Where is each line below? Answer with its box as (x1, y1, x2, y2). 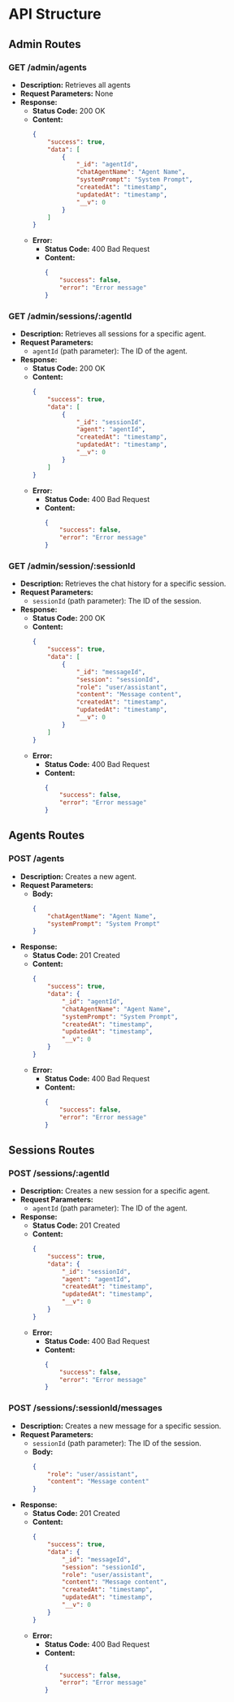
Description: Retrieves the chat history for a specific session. (19, 578, 227, 589)
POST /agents (8, 853, 65, 864)
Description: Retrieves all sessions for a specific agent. (19, 329, 206, 339)
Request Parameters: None (19, 89, 114, 98)
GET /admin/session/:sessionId (8, 560, 136, 571)
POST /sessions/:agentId (8, 1167, 110, 1179)
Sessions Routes (8, 1143, 95, 1157)
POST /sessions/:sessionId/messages (8, 1402, 162, 1414)
